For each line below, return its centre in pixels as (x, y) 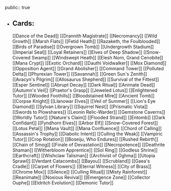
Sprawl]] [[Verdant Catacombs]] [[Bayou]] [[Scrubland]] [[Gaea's (81, 161)
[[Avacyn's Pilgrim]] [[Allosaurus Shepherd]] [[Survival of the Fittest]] (85, 79)
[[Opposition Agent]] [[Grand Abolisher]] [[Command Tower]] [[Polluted (88, 68)
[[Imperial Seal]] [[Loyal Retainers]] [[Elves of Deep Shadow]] (77, 52)
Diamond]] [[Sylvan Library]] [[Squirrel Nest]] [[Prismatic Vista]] (80, 107)
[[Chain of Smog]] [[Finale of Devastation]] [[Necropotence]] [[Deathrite (89, 144)
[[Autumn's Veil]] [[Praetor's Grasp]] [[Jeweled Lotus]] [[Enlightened (85, 90)
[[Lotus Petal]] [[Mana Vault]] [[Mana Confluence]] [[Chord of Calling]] (87, 128)
